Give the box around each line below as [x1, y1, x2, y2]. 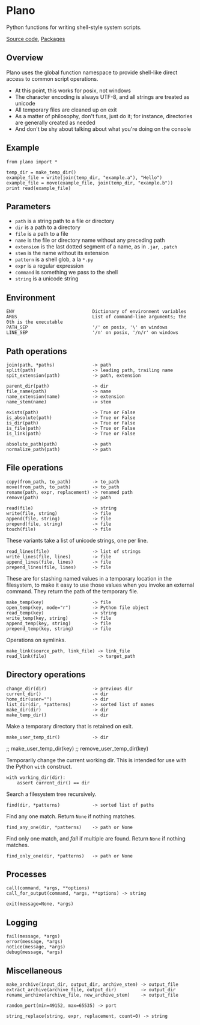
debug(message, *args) [6, 949, 63, 956]
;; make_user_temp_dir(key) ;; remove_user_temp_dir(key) [6, 745, 149, 752]
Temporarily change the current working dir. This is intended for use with [6, 756, 187, 763]
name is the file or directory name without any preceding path [14, 236, 165, 244]
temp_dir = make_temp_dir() [6, 169, 77, 175]
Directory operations [6, 670, 86, 680]
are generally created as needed [14, 119, 96, 126]
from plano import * [6, 159, 58, 165]
